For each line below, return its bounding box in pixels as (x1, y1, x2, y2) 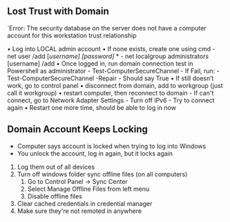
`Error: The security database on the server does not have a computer (7, 24, 207, 32)
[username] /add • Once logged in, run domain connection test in (7, 59, 193, 68)
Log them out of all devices (17, 163, 95, 171)
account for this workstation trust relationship (7, 31, 137, 39)
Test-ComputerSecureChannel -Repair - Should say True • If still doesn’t (7, 74, 214, 82)
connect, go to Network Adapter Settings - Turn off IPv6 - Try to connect (7, 96, 215, 104)
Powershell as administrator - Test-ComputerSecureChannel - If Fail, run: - (7, 66, 220, 75)
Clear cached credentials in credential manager (17, 199, 153, 207)
